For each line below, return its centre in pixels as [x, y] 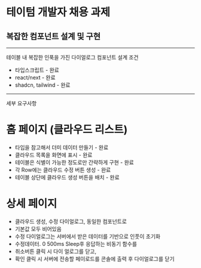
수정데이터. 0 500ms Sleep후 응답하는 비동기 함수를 [76, 243]
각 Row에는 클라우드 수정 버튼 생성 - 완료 [63, 170]
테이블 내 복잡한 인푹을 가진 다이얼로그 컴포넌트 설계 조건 [72, 57]
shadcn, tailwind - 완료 [42, 85]
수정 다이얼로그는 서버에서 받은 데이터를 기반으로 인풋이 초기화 [87, 236]
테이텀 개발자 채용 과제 [58, 12]
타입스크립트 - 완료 [37, 70]
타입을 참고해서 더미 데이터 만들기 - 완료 [62, 147]
